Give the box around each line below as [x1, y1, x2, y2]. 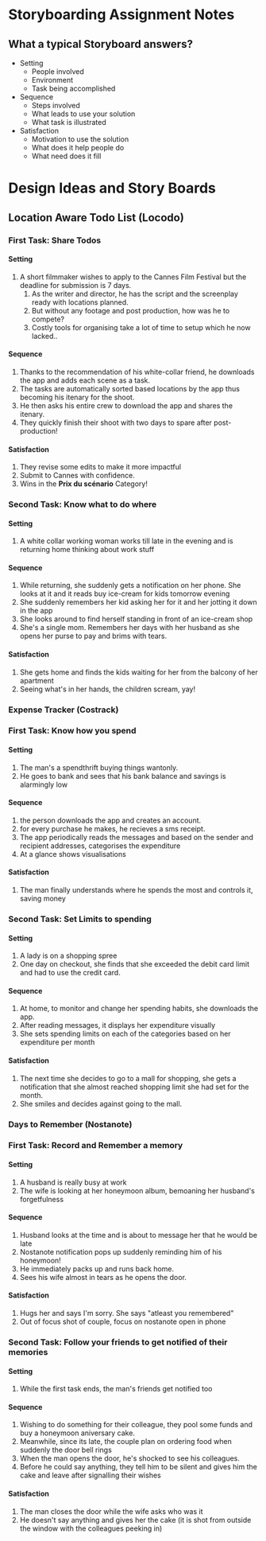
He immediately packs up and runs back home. [19, 1263, 175, 1274]
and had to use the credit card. [19, 968, 121, 978]
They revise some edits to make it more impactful [19, 462, 181, 472]
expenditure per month [19, 1037, 95, 1047]
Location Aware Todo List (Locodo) [8, 211, 184, 224]
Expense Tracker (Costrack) [8, 704, 119, 715]
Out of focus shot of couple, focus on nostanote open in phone [19, 1317, 226, 1326]
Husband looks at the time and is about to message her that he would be [19, 1230, 258, 1239]
